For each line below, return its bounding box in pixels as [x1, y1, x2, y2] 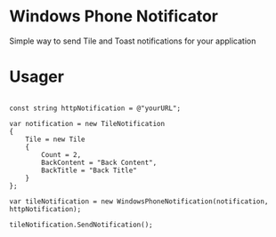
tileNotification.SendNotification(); [9, 220, 153, 229]
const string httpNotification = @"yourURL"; [9, 104, 181, 113]
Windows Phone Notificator [9, 6, 218, 27]
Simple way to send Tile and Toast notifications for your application [9, 36, 256, 46]
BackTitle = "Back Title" [41, 166, 138, 175]
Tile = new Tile [25, 135, 86, 144]
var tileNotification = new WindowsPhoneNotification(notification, [9, 197, 269, 206]
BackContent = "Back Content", [41, 158, 158, 167]
